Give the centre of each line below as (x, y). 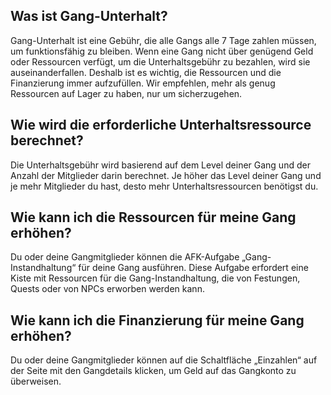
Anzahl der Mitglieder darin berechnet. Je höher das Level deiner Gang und (166, 175)
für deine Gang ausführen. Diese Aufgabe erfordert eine (193, 268)
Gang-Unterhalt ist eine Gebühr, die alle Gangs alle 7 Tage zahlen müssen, (163, 40)
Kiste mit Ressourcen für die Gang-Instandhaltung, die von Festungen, (155, 278)
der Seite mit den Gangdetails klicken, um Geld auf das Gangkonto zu (153, 371)
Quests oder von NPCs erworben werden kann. (107, 289)
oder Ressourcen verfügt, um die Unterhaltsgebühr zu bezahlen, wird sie (160, 61)
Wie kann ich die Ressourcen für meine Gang (153, 217)
